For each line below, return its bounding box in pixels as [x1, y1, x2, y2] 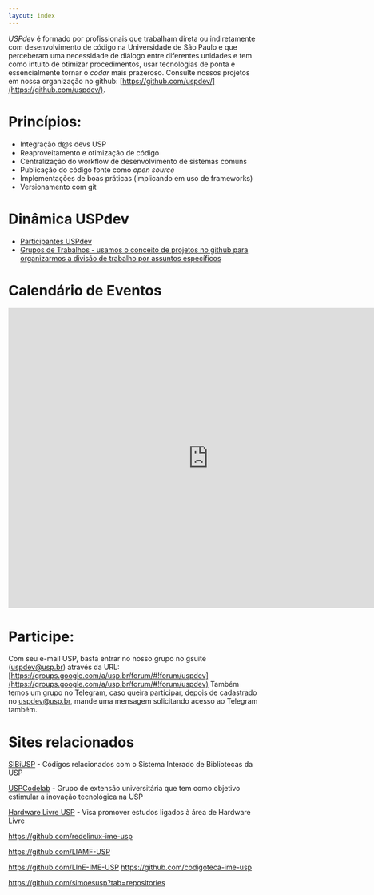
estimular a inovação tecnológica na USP [8, 792, 144, 801]
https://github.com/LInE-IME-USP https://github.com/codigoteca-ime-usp [8, 862, 253, 873]
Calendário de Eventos [8, 281, 162, 299]
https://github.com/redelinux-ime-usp [8, 832, 133, 841]
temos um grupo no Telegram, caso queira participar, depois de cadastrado [8, 688, 257, 697]
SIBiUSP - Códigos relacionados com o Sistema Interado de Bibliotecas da [8, 760, 253, 769]
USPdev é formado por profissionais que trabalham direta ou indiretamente [8, 34, 256, 43]
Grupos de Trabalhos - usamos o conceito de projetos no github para [19, 245, 249, 255]
